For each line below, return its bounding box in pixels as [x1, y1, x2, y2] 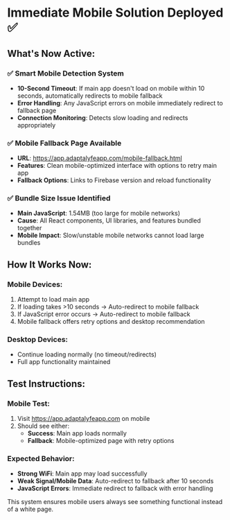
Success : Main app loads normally [27, 429, 127, 437]
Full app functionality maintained [17, 358, 111, 366]
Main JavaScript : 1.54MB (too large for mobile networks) [17, 209, 180, 218]
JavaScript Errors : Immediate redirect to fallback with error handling [17, 484, 213, 493]
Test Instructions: [7, 378, 85, 390]
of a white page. [7, 505, 54, 514]
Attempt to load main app [17, 295, 90, 304]
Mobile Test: [7, 399, 51, 408]
